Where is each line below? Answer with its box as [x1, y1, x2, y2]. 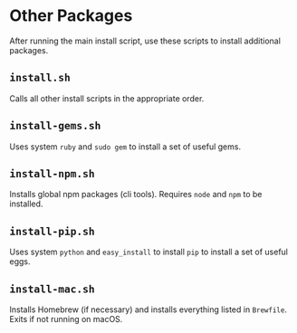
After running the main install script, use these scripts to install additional [9, 35, 281, 46]
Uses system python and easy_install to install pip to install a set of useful [9, 246, 288, 258]
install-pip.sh [9, 224, 95, 238]
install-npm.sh [9, 166, 95, 180]
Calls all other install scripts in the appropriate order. [9, 92, 205, 104]
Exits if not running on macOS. [9, 314, 123, 324]
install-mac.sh [9, 282, 95, 295]
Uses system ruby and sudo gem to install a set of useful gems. [9, 141, 242, 152]
